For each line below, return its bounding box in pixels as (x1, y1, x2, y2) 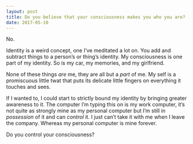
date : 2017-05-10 (6, 19, 49, 25)
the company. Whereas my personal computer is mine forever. (6, 120, 157, 127)
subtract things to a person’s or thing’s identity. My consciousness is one (6, 53, 182, 61)
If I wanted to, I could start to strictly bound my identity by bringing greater (6, 95, 187, 102)
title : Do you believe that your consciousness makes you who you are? (6, 14, 185, 20)
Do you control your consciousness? (6, 131, 95, 138)
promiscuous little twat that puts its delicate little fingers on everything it (6, 77, 181, 84)
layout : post (6, 8, 38, 15)
